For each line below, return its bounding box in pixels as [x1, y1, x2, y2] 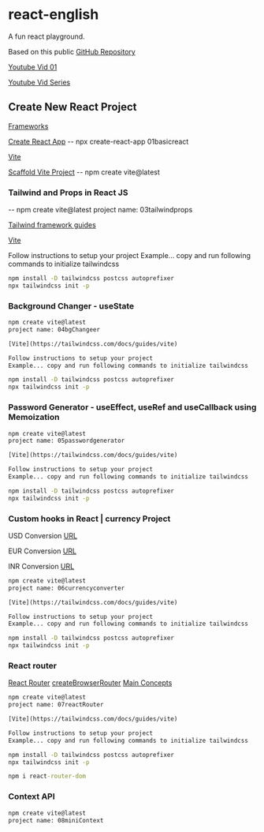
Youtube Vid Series [8, 77, 71, 87]
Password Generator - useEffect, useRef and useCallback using [8, 402, 257, 413]
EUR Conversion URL [8, 546, 77, 556]
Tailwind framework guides [8, 220, 96, 230]
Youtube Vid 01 [8, 62, 58, 72]
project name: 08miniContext [8, 816, 104, 824]
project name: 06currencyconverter [8, 584, 125, 592]
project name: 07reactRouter [8, 701, 104, 709]
